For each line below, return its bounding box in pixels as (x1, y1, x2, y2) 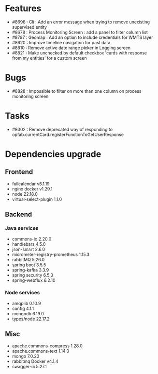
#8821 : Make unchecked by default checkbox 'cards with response (12, 50, 147, 56)
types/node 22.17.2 (12, 316, 50, 322)
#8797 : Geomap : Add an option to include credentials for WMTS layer (12, 34, 153, 40)
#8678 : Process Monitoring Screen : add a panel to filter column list (12, 29, 148, 35)
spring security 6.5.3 (12, 272, 53, 278)
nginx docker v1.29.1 (12, 186, 53, 192)
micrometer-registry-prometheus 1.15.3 (12, 251, 89, 257)
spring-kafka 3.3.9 (12, 267, 49, 272)
